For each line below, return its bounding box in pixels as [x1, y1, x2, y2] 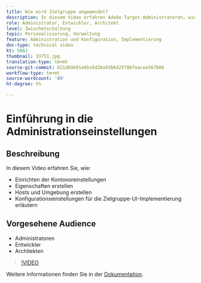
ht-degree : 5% [6, 81, 42, 87]
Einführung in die [6, 112, 94, 126]
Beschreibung [6, 148, 60, 159]
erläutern [14, 202, 38, 208]
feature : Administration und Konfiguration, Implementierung [6, 36, 162, 42]
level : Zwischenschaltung [6, 25, 71, 32]
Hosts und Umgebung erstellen [14, 189, 92, 196]
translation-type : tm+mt [6, 59, 68, 65]
